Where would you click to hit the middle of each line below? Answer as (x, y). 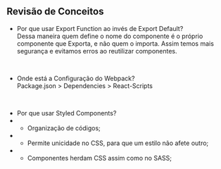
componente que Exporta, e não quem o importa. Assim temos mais (115, 43)
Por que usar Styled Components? (67, 113)
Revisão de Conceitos (55, 12)
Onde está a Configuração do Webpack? (76, 78)
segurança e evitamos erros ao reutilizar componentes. (97, 51)
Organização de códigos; (64, 128)
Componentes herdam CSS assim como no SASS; (99, 158)
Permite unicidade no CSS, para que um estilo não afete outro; (118, 143)
